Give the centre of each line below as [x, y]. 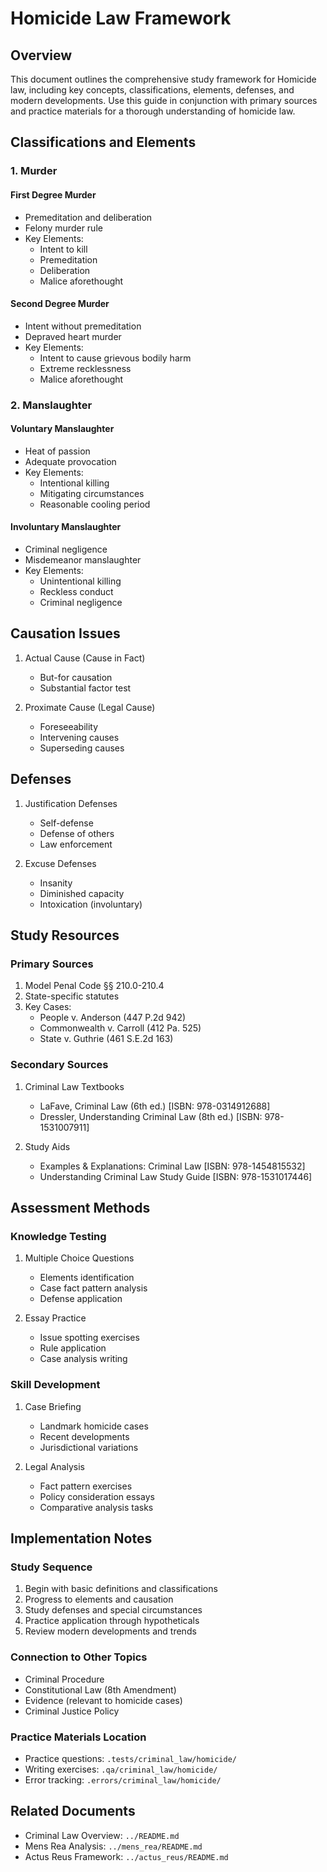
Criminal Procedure [64, 1679]
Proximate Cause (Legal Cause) [90, 707]
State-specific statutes [72, 996]
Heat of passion [57, 451]
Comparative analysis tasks [96, 1507]
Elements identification [87, 1278]
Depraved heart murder [73, 336]
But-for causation [76, 677]
